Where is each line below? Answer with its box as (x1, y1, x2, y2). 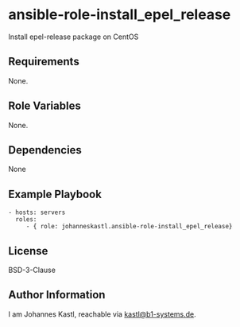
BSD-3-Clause (8, 265, 56, 274)
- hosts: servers (8, 208, 66, 216)
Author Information (8, 288, 106, 302)
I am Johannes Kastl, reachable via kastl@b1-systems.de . (8, 309, 196, 319)
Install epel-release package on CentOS (8, 32, 139, 41)
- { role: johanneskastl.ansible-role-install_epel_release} (25, 223, 233, 231)
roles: (15, 216, 37, 224)
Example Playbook (8, 187, 102, 200)
